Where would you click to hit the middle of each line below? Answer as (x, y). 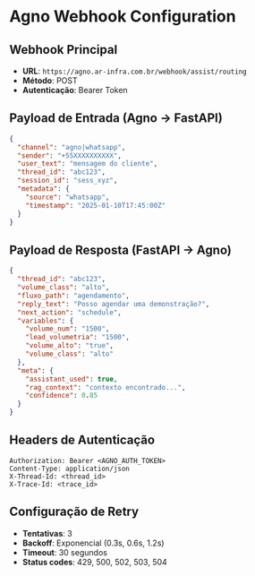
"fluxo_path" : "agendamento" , (73, 296)
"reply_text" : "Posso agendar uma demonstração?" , (114, 304)
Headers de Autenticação (82, 440)
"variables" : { (46, 321)
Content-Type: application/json (69, 469)
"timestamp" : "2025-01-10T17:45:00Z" (96, 205)
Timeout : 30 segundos (64, 552)
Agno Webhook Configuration (123, 17)
